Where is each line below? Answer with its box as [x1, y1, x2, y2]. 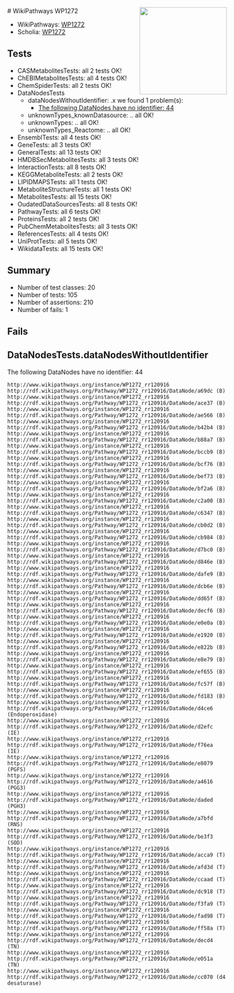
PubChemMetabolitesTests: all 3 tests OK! [17, 222, 138, 230]
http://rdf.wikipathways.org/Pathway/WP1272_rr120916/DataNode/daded [7, 796, 214, 803]
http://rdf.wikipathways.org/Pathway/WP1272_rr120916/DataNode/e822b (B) [7, 643, 226, 651]
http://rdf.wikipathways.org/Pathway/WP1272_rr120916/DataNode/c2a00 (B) [7, 497, 226, 505]
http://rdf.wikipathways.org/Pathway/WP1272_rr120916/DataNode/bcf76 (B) [7, 461, 226, 468]
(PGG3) [7, 784, 26, 791]
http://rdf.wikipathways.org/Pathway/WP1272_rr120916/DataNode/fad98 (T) [7, 912, 226, 920]
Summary [7, 264, 51, 276]
